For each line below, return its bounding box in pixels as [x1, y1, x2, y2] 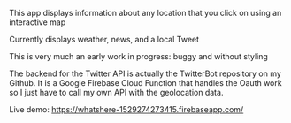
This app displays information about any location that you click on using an [9, 8, 282, 18]
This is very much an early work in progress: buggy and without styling [9, 51, 268, 61]
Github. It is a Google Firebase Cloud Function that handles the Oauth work [9, 78, 282, 88]
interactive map [9, 17, 66, 27]
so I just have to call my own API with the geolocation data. [9, 88, 224, 97]
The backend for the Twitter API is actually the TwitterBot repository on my [9, 68, 281, 79]
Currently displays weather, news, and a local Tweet [9, 35, 200, 44]
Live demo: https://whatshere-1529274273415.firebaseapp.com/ [9, 104, 244, 114]
